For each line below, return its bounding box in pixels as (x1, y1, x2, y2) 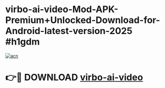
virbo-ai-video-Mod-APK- (5, 4, 119, 15)
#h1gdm (5, 36, 40, 48)
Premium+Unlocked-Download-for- (5, 14, 160, 26)
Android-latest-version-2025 (5, 25, 133, 37)
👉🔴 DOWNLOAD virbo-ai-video (5, 72, 143, 83)
